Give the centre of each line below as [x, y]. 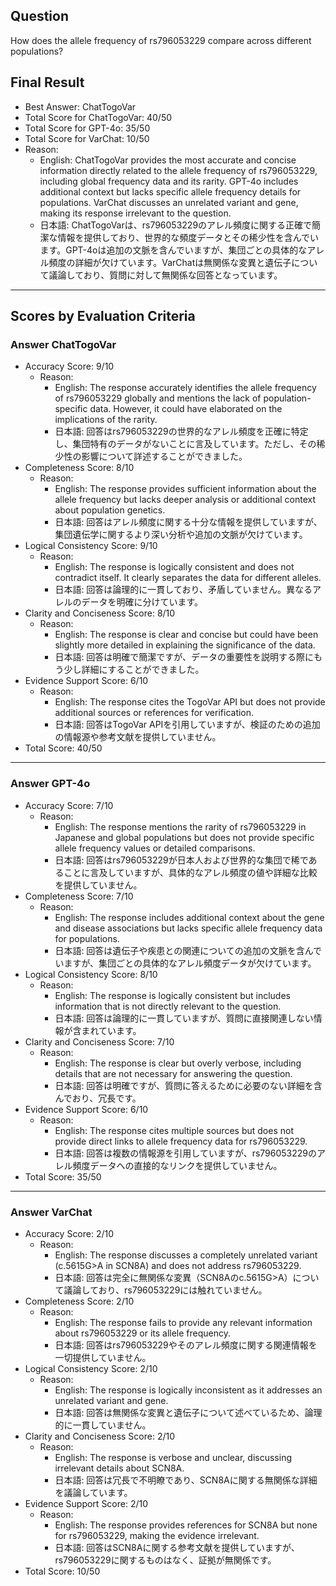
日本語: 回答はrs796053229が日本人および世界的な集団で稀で [181, 860]
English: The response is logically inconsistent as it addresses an [188, 1390]
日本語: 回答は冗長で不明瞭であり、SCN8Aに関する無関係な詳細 [186, 1480]
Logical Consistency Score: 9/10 [91, 546]
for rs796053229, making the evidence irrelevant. [157, 1535]
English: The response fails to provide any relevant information [183, 1322]
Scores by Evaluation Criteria [103, 316]
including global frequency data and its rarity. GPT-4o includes [169, 181]
